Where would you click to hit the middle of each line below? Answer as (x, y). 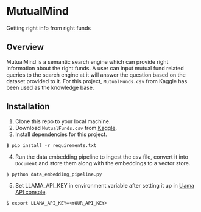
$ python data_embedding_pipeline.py (54, 174)
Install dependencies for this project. (61, 134)
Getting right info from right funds (49, 28)
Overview (25, 47)
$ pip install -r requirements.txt (51, 145)
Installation (28, 107)
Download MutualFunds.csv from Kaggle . (66, 128)
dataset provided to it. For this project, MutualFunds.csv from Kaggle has (97, 81)
